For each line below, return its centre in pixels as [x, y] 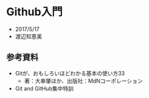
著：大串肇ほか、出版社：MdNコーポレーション [83, 81]
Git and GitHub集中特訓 [44, 88]
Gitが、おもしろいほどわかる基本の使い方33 [70, 73]
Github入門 [34, 12]
